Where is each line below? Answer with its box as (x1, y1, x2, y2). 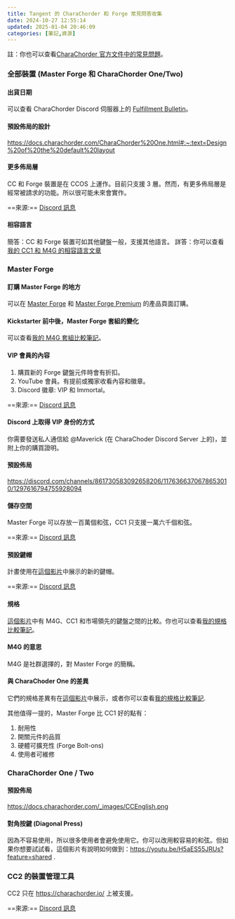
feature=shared (7, 853, 53, 861)
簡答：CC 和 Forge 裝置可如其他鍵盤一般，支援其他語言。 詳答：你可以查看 (7, 237, 224, 246)
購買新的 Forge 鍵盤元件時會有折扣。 (17, 368, 124, 376)
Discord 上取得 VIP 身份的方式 (7, 418, 95, 427)
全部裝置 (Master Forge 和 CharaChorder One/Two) (7, 69, 184, 79)
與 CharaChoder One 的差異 (7, 677, 89, 685)
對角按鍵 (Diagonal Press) (7, 819, 83, 828)
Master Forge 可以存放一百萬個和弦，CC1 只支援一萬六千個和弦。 (7, 518, 196, 527)
